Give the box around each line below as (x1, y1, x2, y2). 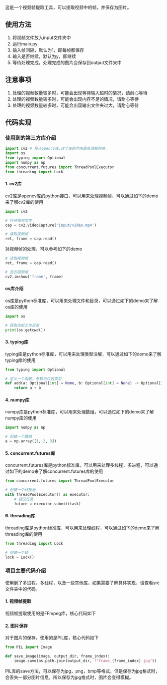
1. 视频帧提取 (5, 598, 31, 604)
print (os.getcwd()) (5, 328, 46, 333)
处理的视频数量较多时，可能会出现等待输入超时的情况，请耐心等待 (12, 89, 148, 96)
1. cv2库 (5, 181, 22, 187)
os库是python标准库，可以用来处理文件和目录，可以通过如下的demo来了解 (5, 298, 158, 304)
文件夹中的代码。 (5, 586, 40, 592)
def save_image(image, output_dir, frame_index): (5, 654, 110, 659)
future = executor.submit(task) (14, 501, 81, 506)
